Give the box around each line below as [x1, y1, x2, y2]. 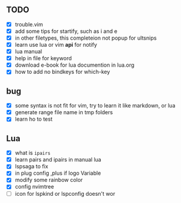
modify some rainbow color [14, 177, 83, 184]
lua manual [14, 48, 43, 55]
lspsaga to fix [14, 163, 49, 170]
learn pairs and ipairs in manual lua [14, 156, 102, 163]
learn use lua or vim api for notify [14, 41, 98, 48]
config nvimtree [14, 183, 55, 190]
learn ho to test [14, 115, 53, 123]
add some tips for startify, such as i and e [14, 27, 118, 35]
